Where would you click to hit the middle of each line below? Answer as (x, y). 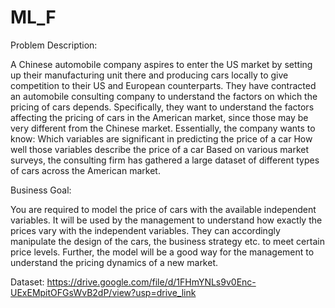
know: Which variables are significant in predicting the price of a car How (161, 138)
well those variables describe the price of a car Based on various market (160, 149)
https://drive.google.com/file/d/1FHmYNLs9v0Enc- (151, 282)
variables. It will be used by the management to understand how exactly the (166, 220)
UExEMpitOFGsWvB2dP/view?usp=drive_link (103, 292)
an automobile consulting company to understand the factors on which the (164, 96)
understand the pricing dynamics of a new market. (114, 262)
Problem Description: (54, 45)
